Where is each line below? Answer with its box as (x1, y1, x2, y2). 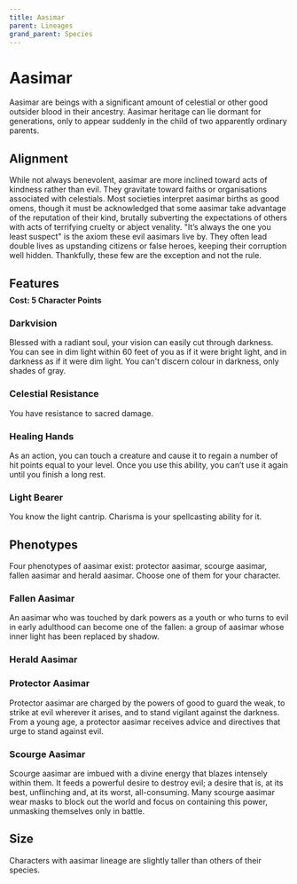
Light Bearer (9, 491, 64, 503)
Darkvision (9, 317, 58, 329)
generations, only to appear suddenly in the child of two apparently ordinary (9, 116, 288, 127)
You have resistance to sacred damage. (9, 407, 153, 418)
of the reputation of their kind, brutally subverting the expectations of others (9, 212, 288, 223)
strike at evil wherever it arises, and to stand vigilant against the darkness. (9, 706, 280, 717)
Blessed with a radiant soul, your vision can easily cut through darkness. (9, 337, 274, 348)
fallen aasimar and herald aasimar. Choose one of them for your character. (9, 570, 281, 581)
